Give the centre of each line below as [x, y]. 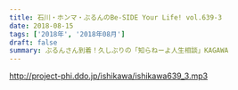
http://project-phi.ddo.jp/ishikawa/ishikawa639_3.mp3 [108, 76]
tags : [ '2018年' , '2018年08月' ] [67, 34]
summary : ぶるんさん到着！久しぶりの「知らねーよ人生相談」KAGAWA [119, 51]
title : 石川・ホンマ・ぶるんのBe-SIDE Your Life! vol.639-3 [116, 17]
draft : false [33, 42]
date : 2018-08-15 [41, 26]
